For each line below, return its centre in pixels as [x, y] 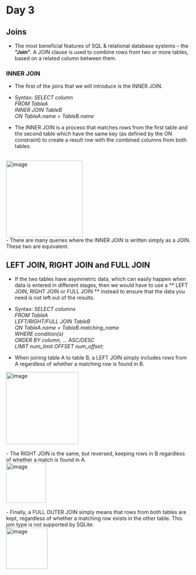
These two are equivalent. [37, 247]
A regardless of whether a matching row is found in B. [79, 364]
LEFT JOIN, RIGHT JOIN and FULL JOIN [78, 265]
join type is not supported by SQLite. [50, 525]
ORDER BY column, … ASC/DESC [54, 340]
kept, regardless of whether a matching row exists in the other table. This [94, 518]
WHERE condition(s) [39, 334]
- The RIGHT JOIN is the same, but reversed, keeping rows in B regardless [96, 454]
